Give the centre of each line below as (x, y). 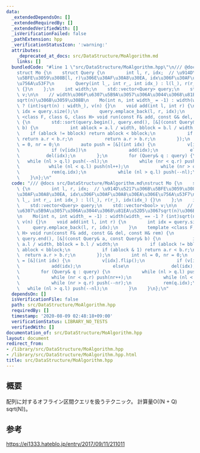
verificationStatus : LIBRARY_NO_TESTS (60, 321)
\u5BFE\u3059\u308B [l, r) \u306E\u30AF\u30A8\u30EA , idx (88, 78)
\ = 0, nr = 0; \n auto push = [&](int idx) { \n (86, 144)
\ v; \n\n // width (43, 95)
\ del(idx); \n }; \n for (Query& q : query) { (105, 155)
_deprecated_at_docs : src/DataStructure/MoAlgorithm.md (88, 56)
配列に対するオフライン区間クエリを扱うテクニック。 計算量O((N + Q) (92, 401)
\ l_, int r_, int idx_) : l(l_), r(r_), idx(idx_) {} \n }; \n (100, 200)
